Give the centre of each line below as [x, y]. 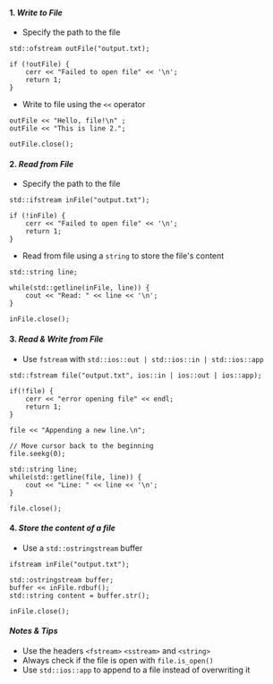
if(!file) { [31, 391]
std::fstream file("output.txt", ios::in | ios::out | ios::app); [136, 376]
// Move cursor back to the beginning [81, 446]
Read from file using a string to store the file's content [123, 256]
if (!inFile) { [38, 216]
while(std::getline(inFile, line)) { [80, 288]
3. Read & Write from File [56, 339]
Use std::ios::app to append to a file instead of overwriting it [136, 670]
